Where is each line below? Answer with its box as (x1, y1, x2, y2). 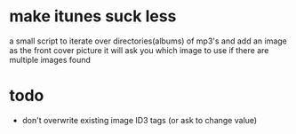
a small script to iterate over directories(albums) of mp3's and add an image (9, 35, 287, 46)
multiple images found (9, 54, 92, 65)
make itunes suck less (9, 6, 177, 27)
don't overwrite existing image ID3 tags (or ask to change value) (21, 114, 258, 125)
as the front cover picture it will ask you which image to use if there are (9, 44, 269, 55)
